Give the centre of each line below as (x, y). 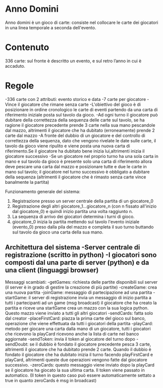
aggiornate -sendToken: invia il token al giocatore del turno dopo (70, 339)
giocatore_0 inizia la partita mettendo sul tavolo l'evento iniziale (76, 222)
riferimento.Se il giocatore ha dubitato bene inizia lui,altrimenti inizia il (75, 151)
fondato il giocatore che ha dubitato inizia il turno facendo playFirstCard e (79, 354)
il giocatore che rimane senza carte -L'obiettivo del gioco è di (79, 104)
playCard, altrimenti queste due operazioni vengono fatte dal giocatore (76, 360)
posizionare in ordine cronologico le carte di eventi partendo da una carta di (81, 109)
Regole (20, 86)
